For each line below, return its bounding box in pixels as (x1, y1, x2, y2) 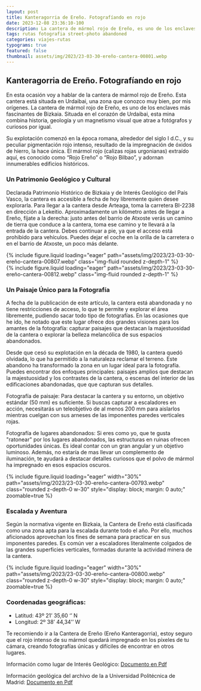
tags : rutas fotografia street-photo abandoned (6, 31, 127, 37)
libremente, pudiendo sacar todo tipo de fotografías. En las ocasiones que (6, 312, 188, 319)
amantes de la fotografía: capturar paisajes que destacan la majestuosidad (6, 325, 190, 332)
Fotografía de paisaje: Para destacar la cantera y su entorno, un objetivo (6, 393, 184, 400)
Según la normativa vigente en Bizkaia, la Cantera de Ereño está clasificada (6, 521, 193, 528)
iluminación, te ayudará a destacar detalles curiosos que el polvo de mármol (6, 455, 194, 462)
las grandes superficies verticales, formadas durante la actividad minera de (6, 546, 193, 553)
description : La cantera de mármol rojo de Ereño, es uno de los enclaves (6, 25, 197, 32)
